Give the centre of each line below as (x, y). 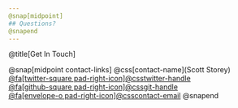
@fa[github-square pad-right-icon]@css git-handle (93, 87)
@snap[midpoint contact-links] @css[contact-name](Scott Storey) (120, 70)
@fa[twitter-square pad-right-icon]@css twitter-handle (100, 79)
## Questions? (32, 24)
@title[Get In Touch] (42, 54)
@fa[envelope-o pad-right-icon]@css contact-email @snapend (114, 96)
